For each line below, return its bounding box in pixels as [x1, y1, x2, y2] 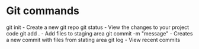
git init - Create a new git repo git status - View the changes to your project [6, 24, 190, 31]
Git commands [6, 4, 80, 18]
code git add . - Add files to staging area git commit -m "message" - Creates [6, 30, 193, 37]
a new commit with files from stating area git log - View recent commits [6, 36, 181, 43]
